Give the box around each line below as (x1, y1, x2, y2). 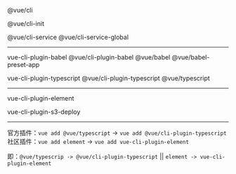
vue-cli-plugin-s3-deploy (7, 108, 81, 116)
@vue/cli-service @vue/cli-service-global (7, 33, 129, 41)
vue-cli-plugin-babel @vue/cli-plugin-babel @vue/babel (7, 53, 171, 61)
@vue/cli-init (7, 20, 44, 27)
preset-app (7, 61, 40, 68)
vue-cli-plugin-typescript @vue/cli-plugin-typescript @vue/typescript (7, 74, 211, 82)
